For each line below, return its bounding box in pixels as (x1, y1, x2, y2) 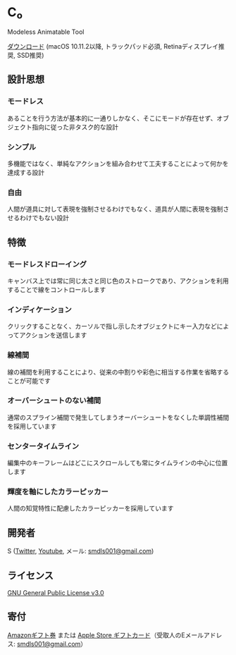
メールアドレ (185, 630, 223, 639)
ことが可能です (7, 377, 51, 385)
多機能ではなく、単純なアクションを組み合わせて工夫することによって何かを (7, 159, 229, 168)
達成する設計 (7, 168, 44, 176)
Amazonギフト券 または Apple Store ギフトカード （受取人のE (7, 630, 185, 639)
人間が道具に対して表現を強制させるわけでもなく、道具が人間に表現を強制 (7, 205, 223, 214)
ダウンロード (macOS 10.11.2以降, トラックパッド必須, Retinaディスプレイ (7, 42, 219, 50)
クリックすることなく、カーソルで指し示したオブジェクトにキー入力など (7, 322, 217, 331)
